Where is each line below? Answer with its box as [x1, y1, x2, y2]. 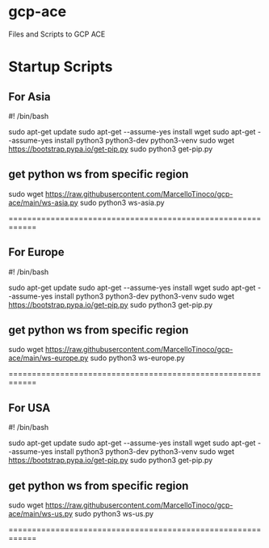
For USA [8, 401, 51, 414]
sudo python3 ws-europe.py [90, 353, 186, 363]
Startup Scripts [8, 57, 113, 76]
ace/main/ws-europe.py [8, 353, 89, 363]
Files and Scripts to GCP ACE [8, 29, 106, 39]
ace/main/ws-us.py [8, 509, 74, 518]
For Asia [8, 90, 51, 104]
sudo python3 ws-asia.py [79, 198, 165, 207]
